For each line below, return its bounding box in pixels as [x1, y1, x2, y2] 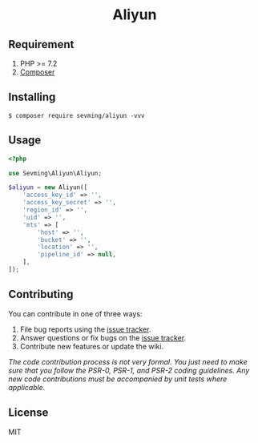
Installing [8, 91, 56, 104]
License [8, 406, 49, 420]
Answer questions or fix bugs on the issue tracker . [19, 332, 187, 342]
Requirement [8, 38, 75, 51]
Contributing [8, 288, 74, 301]
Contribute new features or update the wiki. [19, 341, 164, 351]
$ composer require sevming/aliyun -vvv [8, 111, 146, 119]
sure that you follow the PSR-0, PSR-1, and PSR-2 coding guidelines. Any [8, 365, 250, 375]
